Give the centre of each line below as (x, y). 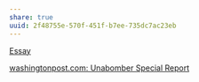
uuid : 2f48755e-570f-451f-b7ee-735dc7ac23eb (93, 26)
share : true (31, 17)
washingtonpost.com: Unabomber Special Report (99, 68)
